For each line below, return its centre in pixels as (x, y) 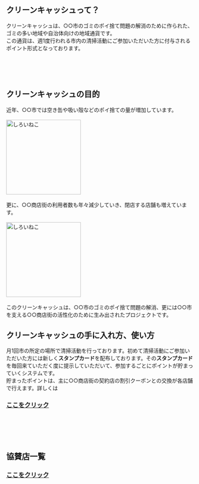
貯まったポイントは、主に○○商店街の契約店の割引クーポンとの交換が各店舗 (99, 380)
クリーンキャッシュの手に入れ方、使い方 (80, 335)
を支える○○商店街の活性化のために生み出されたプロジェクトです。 (89, 315)
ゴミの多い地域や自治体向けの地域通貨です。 (61, 33)
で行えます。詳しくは (32, 388)
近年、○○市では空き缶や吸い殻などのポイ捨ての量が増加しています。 (91, 109)
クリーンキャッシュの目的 (53, 94)
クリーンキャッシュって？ (53, 10)
